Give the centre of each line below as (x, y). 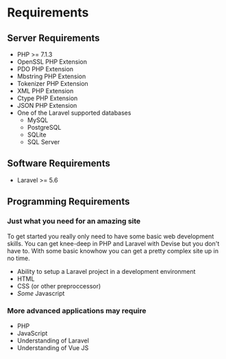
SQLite (37, 135)
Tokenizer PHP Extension (53, 83)
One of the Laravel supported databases (74, 113)
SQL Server (43, 142)
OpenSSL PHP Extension (52, 62)
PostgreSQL (44, 127)
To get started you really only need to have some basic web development (111, 236)
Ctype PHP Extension (47, 98)
